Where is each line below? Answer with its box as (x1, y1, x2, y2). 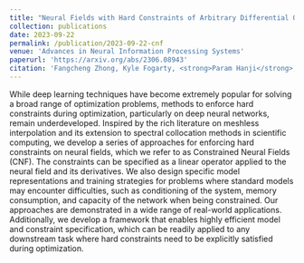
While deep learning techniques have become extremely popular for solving (9, 88, 292, 100)
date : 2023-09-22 (9, 30, 75, 39)
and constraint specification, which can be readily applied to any (9, 223, 251, 234)
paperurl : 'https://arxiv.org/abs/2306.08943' (9, 55, 188, 64)
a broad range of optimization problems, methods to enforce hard (9, 98, 254, 109)
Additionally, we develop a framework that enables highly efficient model (9, 214, 280, 225)
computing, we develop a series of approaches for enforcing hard (9, 137, 255, 148)
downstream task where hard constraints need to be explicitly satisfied (9, 233, 273, 244)
